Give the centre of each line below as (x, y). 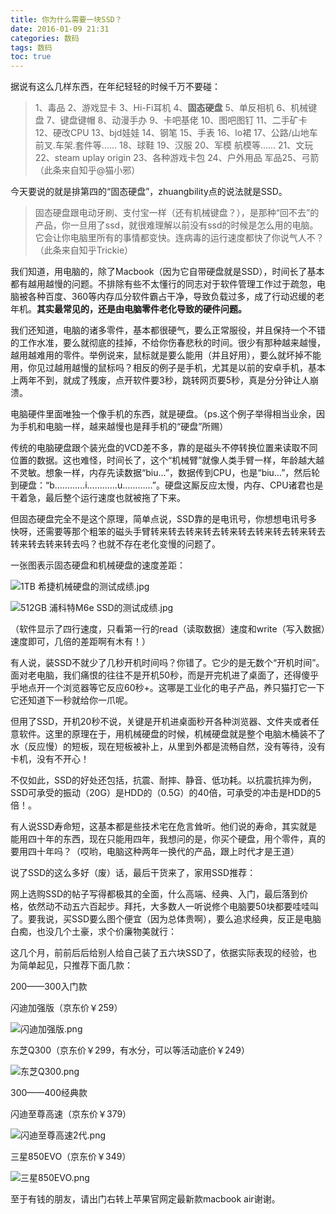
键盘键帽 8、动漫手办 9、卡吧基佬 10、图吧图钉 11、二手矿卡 (183, 120)
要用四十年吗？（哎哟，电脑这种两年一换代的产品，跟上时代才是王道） (155, 852)
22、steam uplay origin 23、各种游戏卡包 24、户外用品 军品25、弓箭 (177, 158)
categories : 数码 (45, 38)
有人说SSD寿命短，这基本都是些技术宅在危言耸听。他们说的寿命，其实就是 (164, 827)
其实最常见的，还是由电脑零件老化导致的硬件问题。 (141, 309)
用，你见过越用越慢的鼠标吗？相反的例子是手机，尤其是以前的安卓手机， (159, 368)
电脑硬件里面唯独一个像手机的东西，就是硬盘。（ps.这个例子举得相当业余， (163, 414)
